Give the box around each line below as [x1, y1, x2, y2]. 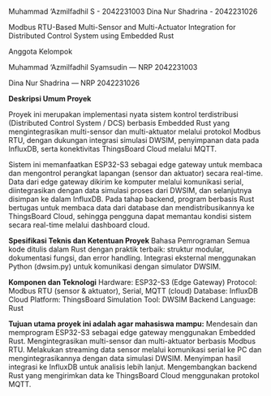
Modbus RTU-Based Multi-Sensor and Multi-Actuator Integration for [8, 23, 237, 32]
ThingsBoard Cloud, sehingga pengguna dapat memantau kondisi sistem [8, 212, 252, 222]
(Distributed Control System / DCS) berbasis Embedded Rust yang [8, 118, 230, 128]
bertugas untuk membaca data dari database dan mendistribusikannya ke [8, 203, 255, 213]
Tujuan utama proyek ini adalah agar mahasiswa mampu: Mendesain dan [8, 319, 258, 329]
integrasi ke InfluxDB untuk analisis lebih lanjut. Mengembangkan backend [8, 362, 257, 372]
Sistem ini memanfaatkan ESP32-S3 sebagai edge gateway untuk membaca [8, 160, 263, 170]
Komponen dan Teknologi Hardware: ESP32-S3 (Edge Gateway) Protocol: [8, 278, 257, 287]
